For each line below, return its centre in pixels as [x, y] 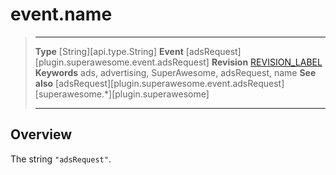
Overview [41, 134]
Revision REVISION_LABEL [267, 62]
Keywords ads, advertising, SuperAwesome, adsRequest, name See [175, 72]
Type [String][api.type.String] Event [109, 51]
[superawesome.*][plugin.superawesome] [122, 94]
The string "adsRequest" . [61, 159]
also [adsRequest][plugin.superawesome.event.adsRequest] [159, 83]
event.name [61, 14]
